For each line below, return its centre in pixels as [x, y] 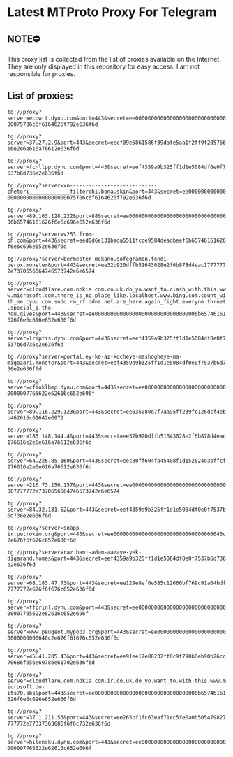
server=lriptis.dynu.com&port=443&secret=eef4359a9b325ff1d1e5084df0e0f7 [117, 338]
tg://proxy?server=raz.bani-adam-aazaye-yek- [74, 552]
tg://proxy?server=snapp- [45, 528]
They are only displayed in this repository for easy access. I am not [104, 66]
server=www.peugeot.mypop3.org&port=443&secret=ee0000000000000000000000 [117, 632]
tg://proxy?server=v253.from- [51, 234]
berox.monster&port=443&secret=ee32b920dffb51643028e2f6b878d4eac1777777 [117, 265]
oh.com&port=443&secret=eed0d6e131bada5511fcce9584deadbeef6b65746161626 [117, 240]
